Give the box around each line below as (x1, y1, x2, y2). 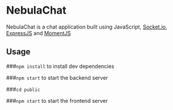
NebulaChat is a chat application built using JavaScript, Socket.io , (6, 23, 168, 30)
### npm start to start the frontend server (6, 97, 108, 104)
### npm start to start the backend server (6, 74, 108, 81)
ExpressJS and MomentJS (6, 29, 71, 36)
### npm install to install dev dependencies (6, 62, 115, 70)
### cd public (6, 86, 40, 93)
